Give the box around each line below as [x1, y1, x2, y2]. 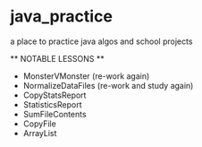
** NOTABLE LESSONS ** [10, 53, 105, 64]
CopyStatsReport [22, 90, 87, 100]
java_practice [10, 6, 113, 27]
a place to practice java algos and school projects [10, 36, 193, 47]
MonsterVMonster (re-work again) [22, 70, 150, 82]
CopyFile [22, 118, 56, 129]
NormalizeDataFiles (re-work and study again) [22, 80, 194, 91]
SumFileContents [22, 108, 88, 119]
